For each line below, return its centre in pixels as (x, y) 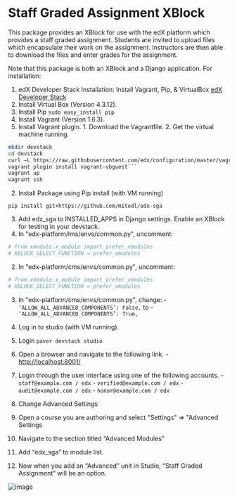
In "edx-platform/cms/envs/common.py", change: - (92, 299)
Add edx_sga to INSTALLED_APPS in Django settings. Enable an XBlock (121, 219)
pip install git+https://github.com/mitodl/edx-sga (85, 206)
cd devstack (25, 153)
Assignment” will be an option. (62, 473)
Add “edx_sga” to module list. (61, 452)
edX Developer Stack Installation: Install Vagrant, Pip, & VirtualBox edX (120, 89)
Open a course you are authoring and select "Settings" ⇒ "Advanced (118, 417)
